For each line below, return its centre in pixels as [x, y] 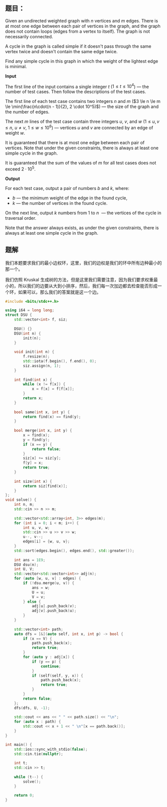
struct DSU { [19, 315]
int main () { [19, 744]
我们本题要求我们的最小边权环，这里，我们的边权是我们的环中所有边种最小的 [83, 263]
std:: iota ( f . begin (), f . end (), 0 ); [60, 361]
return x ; [33, 398]
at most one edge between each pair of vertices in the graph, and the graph [83, 26]
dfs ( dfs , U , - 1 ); [32, 708]
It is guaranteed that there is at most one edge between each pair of [75, 143]
